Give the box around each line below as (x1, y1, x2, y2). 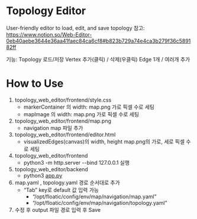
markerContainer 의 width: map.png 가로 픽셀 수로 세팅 (23, 103, 155, 110)
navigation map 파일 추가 (23, 124, 83, 131)
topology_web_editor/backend (14, 165, 89, 172)
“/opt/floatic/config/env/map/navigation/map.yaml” (32, 193, 157, 200)
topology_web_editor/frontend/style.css (14, 96, 112, 103)
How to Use (6, 77, 64, 90)
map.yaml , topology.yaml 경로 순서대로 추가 (14, 179, 120, 186)
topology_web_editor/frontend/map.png (14, 117, 111, 125)
